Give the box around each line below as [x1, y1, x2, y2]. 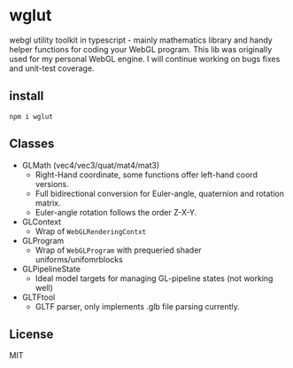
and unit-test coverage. [9, 63, 95, 74]
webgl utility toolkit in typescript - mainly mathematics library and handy [9, 35, 273, 45]
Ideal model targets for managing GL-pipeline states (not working [35, 272, 274, 284]
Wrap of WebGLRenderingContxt [35, 225, 147, 236]
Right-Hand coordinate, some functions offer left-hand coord [35, 169, 258, 180]
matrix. [35, 197, 61, 208]
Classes [9, 137, 55, 152]
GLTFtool [21, 292, 56, 302]
